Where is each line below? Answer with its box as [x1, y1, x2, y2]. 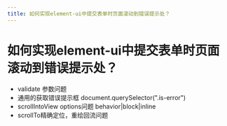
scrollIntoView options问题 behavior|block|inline [17, 102, 156, 111]
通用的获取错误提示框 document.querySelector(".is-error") [17, 93, 186, 101]
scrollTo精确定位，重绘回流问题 [17, 111, 109, 119]
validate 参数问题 [17, 85, 67, 93]
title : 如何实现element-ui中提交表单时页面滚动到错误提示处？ [7, 10, 170, 17]
